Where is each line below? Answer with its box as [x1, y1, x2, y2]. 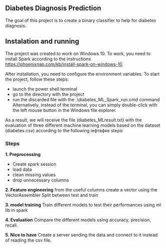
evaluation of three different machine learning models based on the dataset [5, 122, 160, 128]
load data [12, 166, 32, 172]
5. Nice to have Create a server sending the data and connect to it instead [5, 231, 158, 237]
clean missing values [12, 171, 56, 177]
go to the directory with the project [12, 91, 84, 97]
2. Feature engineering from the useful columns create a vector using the [5, 186, 157, 192]
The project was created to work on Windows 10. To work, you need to [5, 50, 151, 57]
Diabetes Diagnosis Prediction [5, 4, 101, 13]
